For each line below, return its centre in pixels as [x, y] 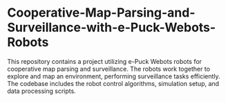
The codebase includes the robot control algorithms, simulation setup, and [113, 83]
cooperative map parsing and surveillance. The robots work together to [109, 69]
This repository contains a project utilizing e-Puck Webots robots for [105, 61]
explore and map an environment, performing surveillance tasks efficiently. [114, 76]
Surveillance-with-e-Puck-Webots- [112, 27]
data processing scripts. [41, 91]
